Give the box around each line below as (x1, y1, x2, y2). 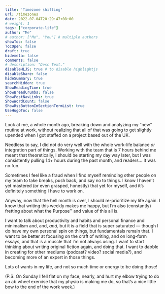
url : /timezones (5, 12, 38, 17)
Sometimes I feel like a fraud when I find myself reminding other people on (5, 172, 157, 178)
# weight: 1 (5, 21, 30, 26)
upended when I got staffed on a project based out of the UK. (5, 132, 130, 138)
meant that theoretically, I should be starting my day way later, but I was (5, 152, 151, 158)
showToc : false (5, 39, 36, 44)
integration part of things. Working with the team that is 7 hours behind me (5, 147, 157, 153)
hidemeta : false (5, 53, 38, 58)
